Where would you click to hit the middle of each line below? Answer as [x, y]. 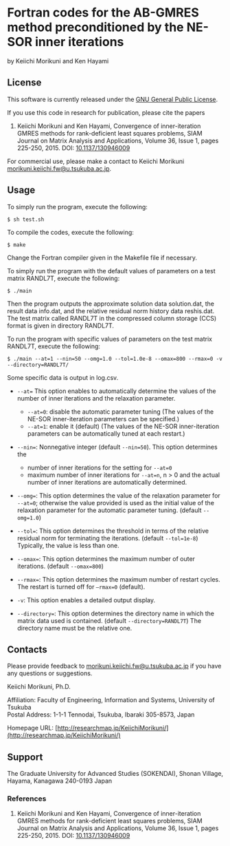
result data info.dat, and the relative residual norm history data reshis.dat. [111, 310]
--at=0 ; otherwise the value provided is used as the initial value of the [116, 503]
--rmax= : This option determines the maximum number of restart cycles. [119, 579]
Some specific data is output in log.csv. [63, 377]
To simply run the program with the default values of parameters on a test [111, 271]
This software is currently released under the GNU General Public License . [113, 99]
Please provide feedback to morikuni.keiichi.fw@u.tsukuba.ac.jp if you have [114, 666]
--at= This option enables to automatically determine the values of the [116, 391]
